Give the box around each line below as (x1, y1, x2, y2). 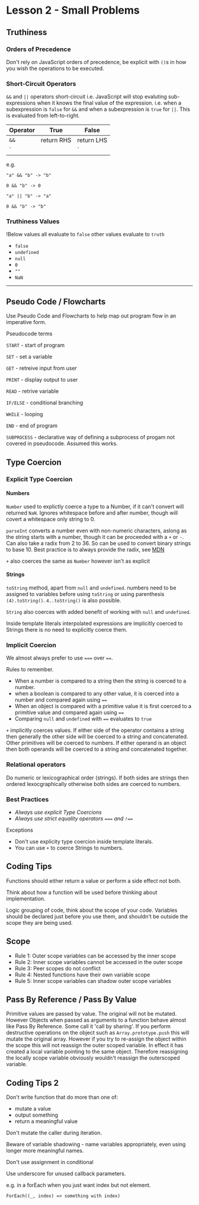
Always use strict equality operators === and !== (14, 814, 133, 822)
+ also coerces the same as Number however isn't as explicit (6, 557, 150, 565)
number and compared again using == (14, 696, 108, 703)
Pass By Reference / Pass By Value (6, 994, 137, 1004)
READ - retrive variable (6, 388, 59, 395)
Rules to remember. (6, 666, 54, 673)
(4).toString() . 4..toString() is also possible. (6, 597, 121, 604)
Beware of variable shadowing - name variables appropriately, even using (6, 1141, 186, 1148)
